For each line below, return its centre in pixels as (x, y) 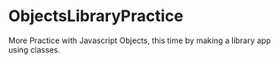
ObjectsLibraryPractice (96, 16)
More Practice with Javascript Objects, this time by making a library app (140, 40)
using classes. (35, 49)
